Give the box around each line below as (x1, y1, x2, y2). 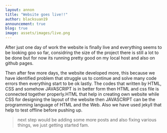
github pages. (5, 60, 34, 66)
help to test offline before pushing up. (5, 107, 83, 113)
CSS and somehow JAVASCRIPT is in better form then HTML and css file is (5, 86, 160, 91)
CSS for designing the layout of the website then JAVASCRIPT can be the (5, 96, 156, 102)
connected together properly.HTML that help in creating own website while (5, 91, 160, 97)
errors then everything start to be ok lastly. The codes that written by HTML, (5, 80, 162, 86)
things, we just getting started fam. (17, 122, 89, 128)
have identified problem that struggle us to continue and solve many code (5, 75, 157, 81)
